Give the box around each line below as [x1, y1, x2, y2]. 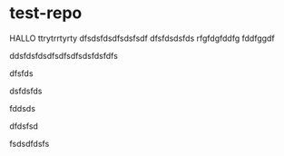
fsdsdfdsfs [9, 138, 50, 149]
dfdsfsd [9, 121, 39, 132]
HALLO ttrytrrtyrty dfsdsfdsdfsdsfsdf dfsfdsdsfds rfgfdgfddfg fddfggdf [9, 33, 275, 44]
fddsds [9, 102, 36, 113]
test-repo [9, 3, 83, 24]
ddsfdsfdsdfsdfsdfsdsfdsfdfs [9, 50, 118, 61]
